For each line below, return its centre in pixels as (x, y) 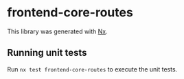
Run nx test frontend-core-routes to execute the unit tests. (92, 69)
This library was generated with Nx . (57, 31)
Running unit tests (47, 53)
